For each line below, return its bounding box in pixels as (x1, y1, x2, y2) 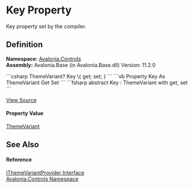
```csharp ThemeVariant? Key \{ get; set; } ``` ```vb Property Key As (6, 72, 165, 79)
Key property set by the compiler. (6, 23, 86, 30)
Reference (6, 156, 32, 163)
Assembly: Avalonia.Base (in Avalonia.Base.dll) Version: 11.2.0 (6, 61, 156, 68)
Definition (6, 40, 43, 50)
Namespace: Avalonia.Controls (6, 55, 81, 62)
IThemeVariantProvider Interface (6, 169, 85, 176)
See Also (6, 140, 39, 149)
